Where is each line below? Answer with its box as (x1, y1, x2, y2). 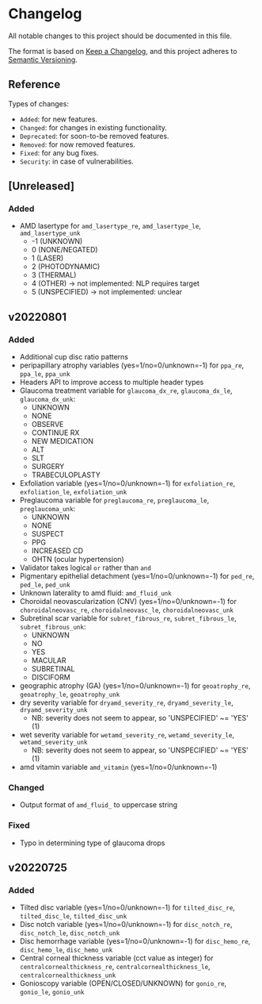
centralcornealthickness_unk (19, 971, 116, 980)
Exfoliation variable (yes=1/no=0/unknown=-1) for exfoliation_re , (19, 479, 236, 488)
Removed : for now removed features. (19, 140, 136, 149)
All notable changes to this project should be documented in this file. (8, 31, 232, 40)
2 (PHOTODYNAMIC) (31, 262, 101, 271)
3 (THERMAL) (31, 271, 77, 280)
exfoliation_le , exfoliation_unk (19, 487, 127, 497)
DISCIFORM (31, 672, 71, 683)
